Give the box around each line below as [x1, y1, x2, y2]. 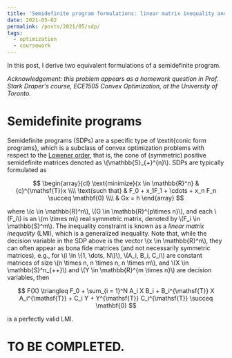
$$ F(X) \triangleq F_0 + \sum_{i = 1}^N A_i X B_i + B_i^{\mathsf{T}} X [17, 286, 215, 294]
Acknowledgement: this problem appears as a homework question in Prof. [7, 75, 219, 83]
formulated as [7, 165, 47, 173]
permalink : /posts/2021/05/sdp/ [7, 23, 100, 30]
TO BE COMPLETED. [7, 339, 125, 355]
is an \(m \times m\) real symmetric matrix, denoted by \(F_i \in [23, 214, 200, 223]
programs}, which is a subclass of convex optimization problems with [7, 143, 205, 152]
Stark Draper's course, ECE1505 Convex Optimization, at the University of [7, 82, 218, 90]
